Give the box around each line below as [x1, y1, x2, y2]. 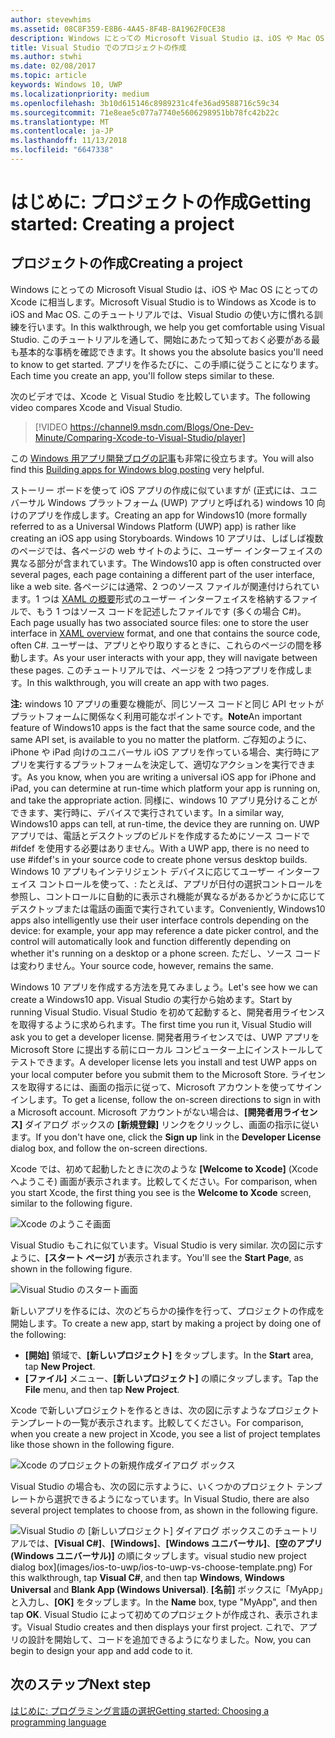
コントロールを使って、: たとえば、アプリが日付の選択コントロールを [38, 877, 324, 890]
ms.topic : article [10, 71, 87, 81]
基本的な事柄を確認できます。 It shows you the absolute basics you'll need [18, 346, 324, 358]
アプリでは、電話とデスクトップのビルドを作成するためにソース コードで [10, 829, 311, 841]
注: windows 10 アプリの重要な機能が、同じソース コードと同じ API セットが [10, 697, 324, 710]
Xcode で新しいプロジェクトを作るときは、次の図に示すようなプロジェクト [10, 1404, 320, 1416]
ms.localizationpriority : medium [10, 89, 150, 99]
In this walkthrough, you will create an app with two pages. [26, 676, 270, 688]
